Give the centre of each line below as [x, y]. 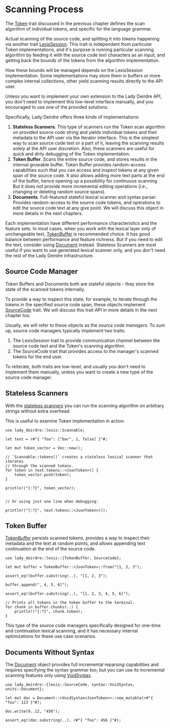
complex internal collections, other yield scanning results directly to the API [84, 81]
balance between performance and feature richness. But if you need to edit [84, 239]
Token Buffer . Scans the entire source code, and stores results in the [85, 159]
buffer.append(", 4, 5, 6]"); [37, 585]
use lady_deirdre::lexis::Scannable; [45, 430]
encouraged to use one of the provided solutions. [57, 107]
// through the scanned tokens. [39, 466]
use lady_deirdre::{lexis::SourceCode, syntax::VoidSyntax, [70, 685]
